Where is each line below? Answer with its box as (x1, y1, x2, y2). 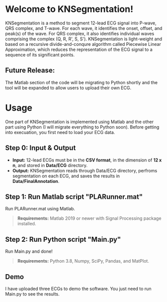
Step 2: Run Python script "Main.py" (5, 235, 121, 244)
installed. (17, 221, 36, 227)
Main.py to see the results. (5, 291, 60, 297)
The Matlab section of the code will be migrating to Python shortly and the (5, 79, 158, 85)
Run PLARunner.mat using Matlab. (5, 206, 75, 212)
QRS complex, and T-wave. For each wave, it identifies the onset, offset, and (5, 25, 163, 31)
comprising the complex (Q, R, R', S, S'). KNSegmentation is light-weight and (5, 36, 163, 42)
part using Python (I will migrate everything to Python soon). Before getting (5, 124, 160, 130)
